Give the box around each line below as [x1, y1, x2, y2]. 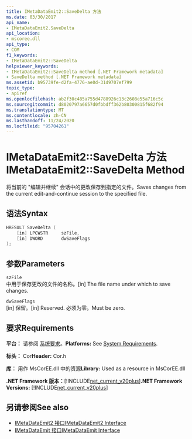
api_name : [6, 19, 30, 25]
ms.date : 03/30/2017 [6, 14, 57, 20]
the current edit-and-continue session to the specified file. [6, 190, 148, 197]
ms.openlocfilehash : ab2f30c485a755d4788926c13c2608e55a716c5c [6, 96, 164, 102]
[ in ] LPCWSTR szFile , [16, 230, 80, 236]
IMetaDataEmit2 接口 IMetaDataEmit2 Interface [14, 419, 127, 426]
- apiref [6, 91, 28, 96]
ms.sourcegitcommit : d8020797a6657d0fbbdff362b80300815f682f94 [6, 101, 164, 108]
